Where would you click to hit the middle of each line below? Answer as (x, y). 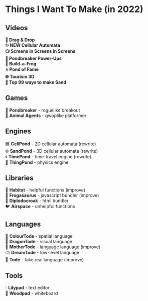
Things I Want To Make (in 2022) (74, 9)
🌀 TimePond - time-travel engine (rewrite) (48, 156)
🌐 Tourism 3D (20, 77)
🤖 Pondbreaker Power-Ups (33, 58)
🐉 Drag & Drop (20, 40)
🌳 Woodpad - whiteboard (32, 293)
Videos (17, 28)
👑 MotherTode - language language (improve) (53, 247)
